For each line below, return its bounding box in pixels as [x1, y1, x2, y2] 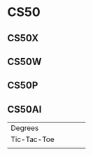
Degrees [10, 123, 39, 133]
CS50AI [7, 103, 42, 115]
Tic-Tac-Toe [10, 134, 55, 144]
